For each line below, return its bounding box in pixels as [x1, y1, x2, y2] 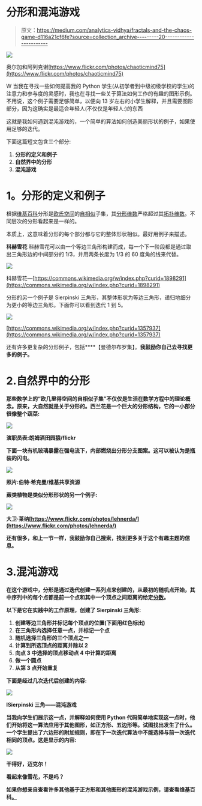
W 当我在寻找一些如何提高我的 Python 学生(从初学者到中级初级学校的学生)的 [6, 82, 195, 89]
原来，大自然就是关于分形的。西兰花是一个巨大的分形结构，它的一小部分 [16, 402, 195, 410]
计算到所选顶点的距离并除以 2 [14, 641, 88, 649]
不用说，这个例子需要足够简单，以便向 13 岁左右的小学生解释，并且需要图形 [6, 97, 194, 105]
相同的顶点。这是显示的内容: [6, 736, 77, 744]
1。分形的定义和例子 [6, 189, 106, 203]
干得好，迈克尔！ [6, 760, 49, 768]
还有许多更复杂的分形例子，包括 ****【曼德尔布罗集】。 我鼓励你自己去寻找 [6, 343, 188, 350]
